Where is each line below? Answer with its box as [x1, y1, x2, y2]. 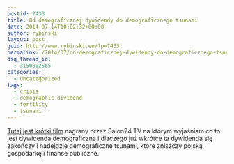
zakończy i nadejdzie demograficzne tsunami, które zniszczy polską [7, 141, 203, 150]
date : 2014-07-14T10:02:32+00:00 [7, 23, 104, 30]
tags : [7, 82, 23, 89]
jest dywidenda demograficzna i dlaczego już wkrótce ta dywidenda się [7, 134, 213, 142]
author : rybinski [7, 29, 58, 37]
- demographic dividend [13, 95, 82, 102]
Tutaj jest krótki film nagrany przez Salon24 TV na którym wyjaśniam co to [7, 126, 221, 135]
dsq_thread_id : [7, 56, 52, 63]
